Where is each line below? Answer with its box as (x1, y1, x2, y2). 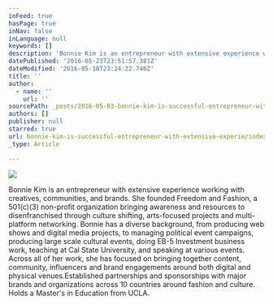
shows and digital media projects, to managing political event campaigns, (8, 228, 254, 238)
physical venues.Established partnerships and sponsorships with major (8, 271, 246, 280)
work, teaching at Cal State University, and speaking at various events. (8, 245, 245, 255)
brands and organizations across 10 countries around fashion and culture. (8, 279, 256, 289)
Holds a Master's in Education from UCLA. (8, 288, 150, 298)
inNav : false (8, 27, 53, 35)
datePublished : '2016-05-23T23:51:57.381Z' (8, 58, 158, 66)
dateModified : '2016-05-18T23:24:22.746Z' (8, 65, 154, 73)
